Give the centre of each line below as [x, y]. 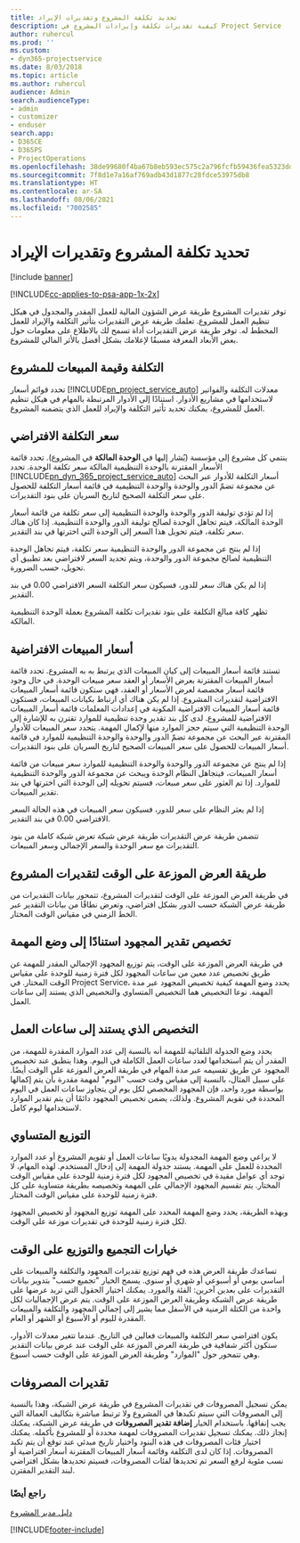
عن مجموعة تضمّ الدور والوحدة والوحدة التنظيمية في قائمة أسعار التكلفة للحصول [143, 486]
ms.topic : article [44, 76]
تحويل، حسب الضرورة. [48, 567]
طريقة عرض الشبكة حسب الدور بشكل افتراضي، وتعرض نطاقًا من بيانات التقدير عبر [148, 904]
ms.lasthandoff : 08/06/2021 [62, 200]
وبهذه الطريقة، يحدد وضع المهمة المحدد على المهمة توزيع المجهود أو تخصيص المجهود [149, 1212]
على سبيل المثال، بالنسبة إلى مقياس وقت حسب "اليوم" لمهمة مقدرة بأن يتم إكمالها [148, 1079]
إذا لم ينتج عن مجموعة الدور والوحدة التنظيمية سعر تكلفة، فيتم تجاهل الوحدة [135, 549]
